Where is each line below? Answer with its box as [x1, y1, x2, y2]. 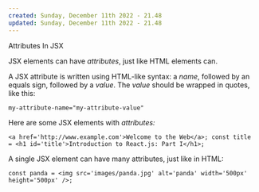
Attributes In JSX [8, 40, 64, 50]
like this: [8, 88, 36, 98]
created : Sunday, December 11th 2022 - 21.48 [8, 11, 162, 20]
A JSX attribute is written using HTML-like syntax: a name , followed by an [8, 71, 250, 81]
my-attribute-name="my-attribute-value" [8, 104, 145, 112]
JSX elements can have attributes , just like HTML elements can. [8, 56, 218, 66]
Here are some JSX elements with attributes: [8, 117, 155, 127]
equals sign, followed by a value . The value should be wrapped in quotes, [8, 80, 250, 90]
